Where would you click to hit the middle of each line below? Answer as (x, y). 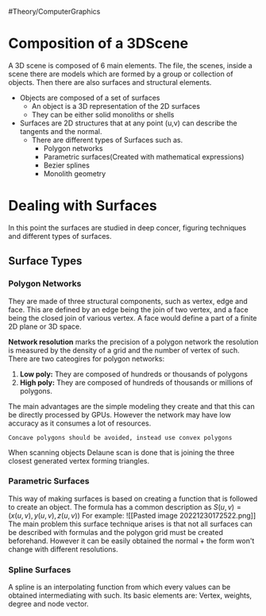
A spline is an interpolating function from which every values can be (120, 587)
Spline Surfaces (40, 569)
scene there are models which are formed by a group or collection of (121, 74)
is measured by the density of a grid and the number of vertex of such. (124, 350)
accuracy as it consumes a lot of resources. (80, 423)
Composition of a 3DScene (98, 44)
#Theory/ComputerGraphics (54, 12)
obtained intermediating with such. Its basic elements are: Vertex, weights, (130, 595)
